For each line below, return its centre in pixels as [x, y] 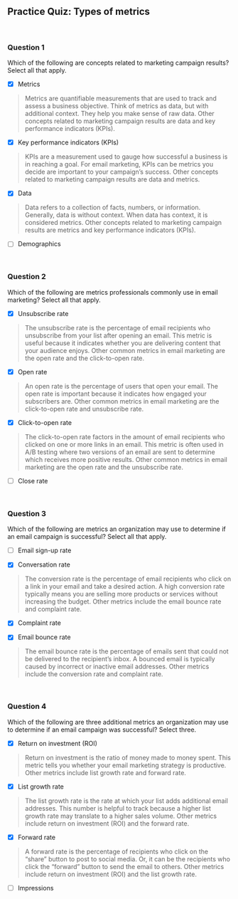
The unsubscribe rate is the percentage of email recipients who [118, 327]
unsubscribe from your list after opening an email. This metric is [118, 335]
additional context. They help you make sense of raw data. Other [119, 114]
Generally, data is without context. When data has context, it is [116, 215]
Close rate [33, 480]
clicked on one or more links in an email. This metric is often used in [124, 444]
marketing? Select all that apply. [54, 300]
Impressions [36, 888]
